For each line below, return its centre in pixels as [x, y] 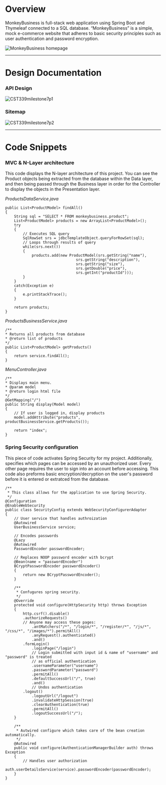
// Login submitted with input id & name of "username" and [95, 652]
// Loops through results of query [60, 243]
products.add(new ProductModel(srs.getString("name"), [89, 256]
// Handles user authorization [55, 761]
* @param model [21, 387]
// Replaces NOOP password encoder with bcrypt [64, 557]
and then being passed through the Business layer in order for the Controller [83, 184]
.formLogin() [36, 644]
